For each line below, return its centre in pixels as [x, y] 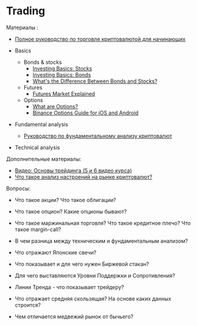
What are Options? [55, 106]
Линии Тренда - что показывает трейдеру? [69, 287]
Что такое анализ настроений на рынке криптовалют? [83, 176]
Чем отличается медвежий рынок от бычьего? [74, 316]
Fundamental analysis [41, 124]
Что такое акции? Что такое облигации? [65, 200]
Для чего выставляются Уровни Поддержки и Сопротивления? [95, 275]
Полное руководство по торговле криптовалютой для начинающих [100, 39]
